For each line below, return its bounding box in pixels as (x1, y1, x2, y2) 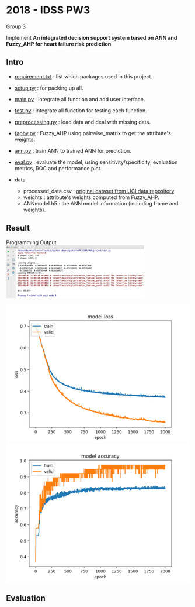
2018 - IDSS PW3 (6, 4, 90, 17)
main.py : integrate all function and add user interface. (14, 95, 145, 102)
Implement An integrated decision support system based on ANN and (6, 34, 177, 41)
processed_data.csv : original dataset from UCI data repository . (23, 187, 176, 194)
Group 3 (6, 23, 26, 30)
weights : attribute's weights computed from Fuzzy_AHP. (23, 194, 159, 201)
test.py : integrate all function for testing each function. (14, 107, 147, 114)
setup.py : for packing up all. (14, 84, 83, 91)
